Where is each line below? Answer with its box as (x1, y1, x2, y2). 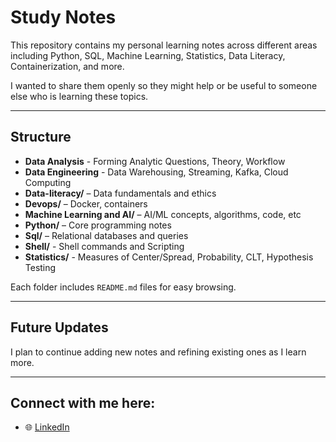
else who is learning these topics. (10, 90, 149, 102)
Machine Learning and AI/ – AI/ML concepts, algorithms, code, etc (24, 208, 302, 220)
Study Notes (10, 6, 117, 29)
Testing (24, 261, 57, 273)
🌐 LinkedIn (24, 421, 70, 433)
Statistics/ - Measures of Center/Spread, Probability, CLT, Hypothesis (24, 251, 314, 263)
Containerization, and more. (10, 60, 125, 72)
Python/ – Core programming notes (24, 219, 172, 231)
